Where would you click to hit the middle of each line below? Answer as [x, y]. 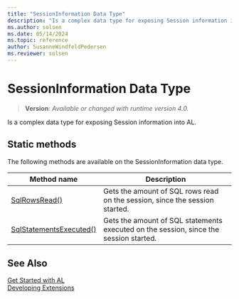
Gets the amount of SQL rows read [161, 191]
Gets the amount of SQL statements [163, 220]
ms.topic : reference [38, 40]
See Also [27, 263]
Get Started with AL [36, 281]
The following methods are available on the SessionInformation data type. [116, 161]
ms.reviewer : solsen [38, 54]
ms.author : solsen [34, 27]
